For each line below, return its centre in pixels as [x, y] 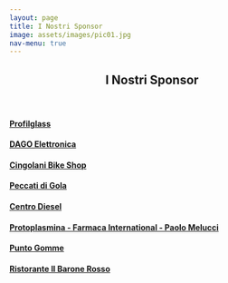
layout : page [34, 18]
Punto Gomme [37, 248]
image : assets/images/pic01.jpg [70, 34]
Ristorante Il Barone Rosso [60, 268]
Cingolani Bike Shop [48, 165]
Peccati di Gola [38, 186]
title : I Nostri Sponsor [56, 26]
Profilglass [30, 123]
